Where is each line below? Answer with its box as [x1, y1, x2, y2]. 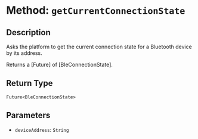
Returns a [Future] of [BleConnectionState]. [6, 61, 113, 68]
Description [6, 27, 51, 38]
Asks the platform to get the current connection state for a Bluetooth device [6, 43, 192, 50]
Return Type [6, 78, 53, 88]
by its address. [6, 50, 43, 57]
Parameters [6, 110, 51, 121]
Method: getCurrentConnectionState [6, 4, 185, 17]
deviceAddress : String [14, 126, 69, 133]
